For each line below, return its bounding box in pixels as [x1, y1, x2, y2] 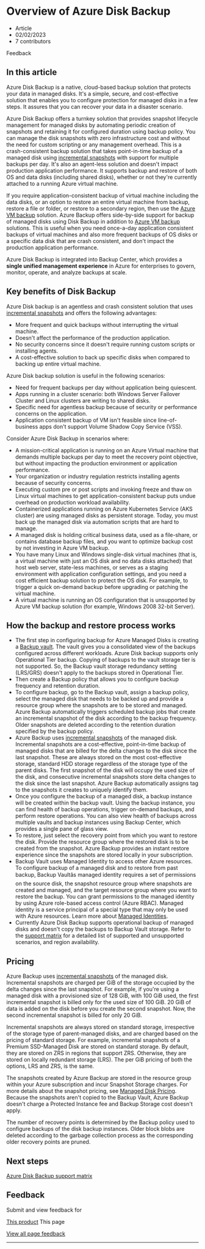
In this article [6, 67, 57, 78]
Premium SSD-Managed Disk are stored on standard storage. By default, [6, 1043, 189, 1051]
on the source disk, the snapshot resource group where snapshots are [15, 880, 192, 887]
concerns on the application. [15, 410, 87, 417]
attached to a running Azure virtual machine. [6, 179, 118, 187]
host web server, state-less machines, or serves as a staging [15, 563, 168, 571]
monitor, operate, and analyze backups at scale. [6, 268, 127, 276]
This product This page [6, 1218, 65, 1225]
